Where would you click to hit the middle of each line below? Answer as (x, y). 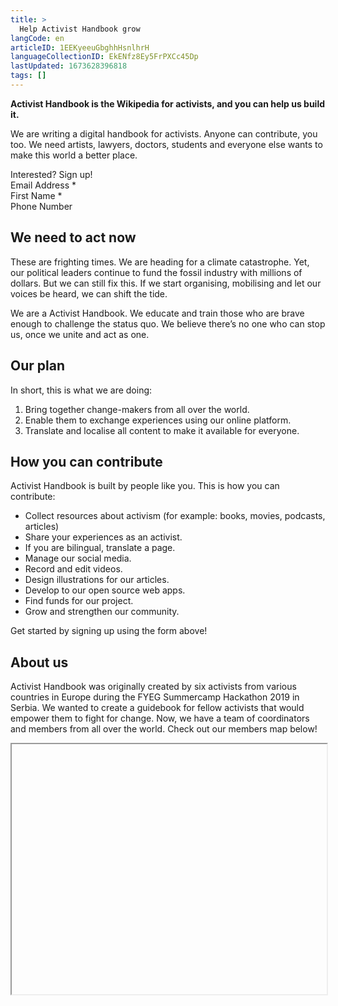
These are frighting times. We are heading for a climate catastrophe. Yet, (160, 262)
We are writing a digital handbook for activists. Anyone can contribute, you (164, 133)
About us (39, 662)
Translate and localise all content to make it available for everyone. (162, 430)
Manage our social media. (78, 558)
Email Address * (43, 185)
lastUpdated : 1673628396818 (69, 66)
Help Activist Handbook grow (80, 29)
